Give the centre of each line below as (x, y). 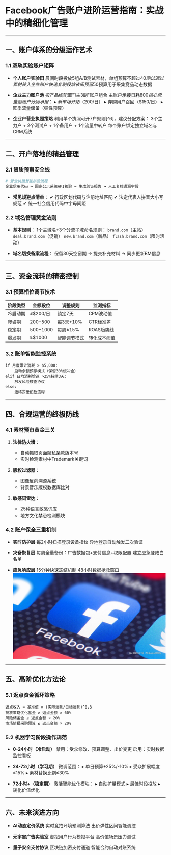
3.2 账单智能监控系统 (31, 354)
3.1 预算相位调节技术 (30, 291)
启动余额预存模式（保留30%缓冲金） (46, 371)
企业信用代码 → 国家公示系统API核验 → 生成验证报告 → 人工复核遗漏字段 (72, 187)
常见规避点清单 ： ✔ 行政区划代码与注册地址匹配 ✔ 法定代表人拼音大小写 (88, 197)
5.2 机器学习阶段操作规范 (36, 737)
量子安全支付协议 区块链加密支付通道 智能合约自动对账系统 (74, 847)
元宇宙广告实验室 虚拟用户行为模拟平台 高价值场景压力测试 (74, 836)
